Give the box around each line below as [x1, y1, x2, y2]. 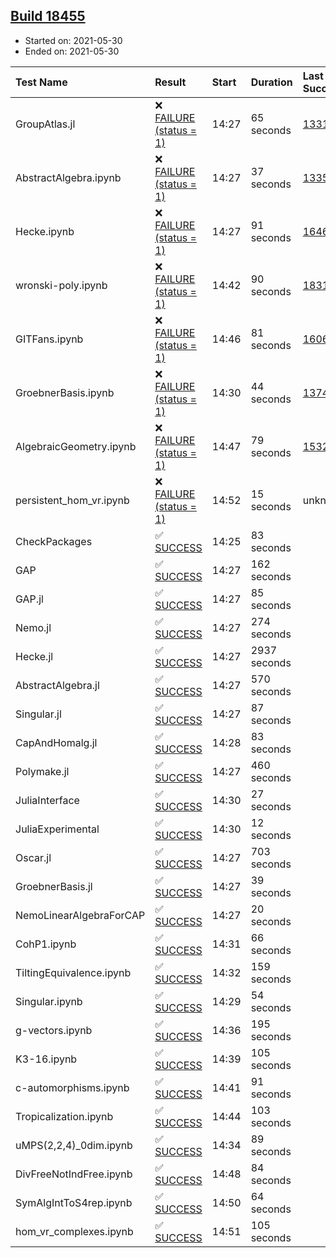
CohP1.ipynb [15, 937, 77, 951]
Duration [250, 75, 293, 89]
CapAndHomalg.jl [15, 735, 98, 749]
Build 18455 [10, 8, 86, 25]
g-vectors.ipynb [15, 1023, 93, 1037]
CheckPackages [15, 534, 93, 548]
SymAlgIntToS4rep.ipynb [15, 1195, 133, 1209]
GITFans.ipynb [15, 332, 84, 346]
